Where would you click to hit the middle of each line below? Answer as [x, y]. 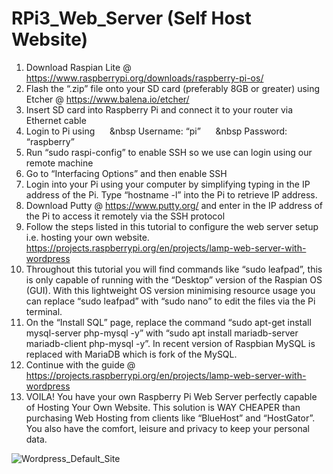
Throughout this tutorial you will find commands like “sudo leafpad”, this [174, 269]
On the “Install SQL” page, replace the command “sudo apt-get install [168, 322]
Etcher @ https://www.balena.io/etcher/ [107, 99]
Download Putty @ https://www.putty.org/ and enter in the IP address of [174, 205]
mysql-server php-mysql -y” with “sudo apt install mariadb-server [162, 333]
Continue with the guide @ [80, 364]
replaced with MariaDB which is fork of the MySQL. [131, 354]
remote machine [59, 163]
